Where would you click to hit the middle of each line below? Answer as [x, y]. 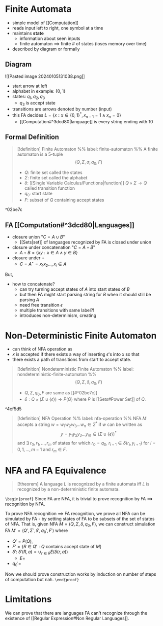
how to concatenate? [33, 284]
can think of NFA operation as [42, 349]
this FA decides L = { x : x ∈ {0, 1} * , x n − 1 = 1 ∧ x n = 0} [67, 115]
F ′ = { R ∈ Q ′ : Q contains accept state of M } [57, 547]
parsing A [29, 300]
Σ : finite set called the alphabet [56, 178]
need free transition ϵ [41, 305]
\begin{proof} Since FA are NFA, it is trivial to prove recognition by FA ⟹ [79, 499]
